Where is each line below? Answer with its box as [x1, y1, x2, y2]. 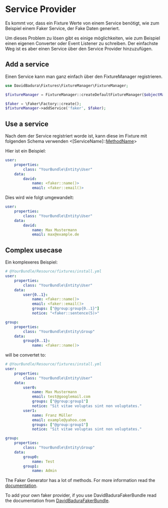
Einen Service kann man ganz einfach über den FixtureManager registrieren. [5, 73, 163, 79]
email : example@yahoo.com [31, 417, 86, 422]
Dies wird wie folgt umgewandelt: [5, 194, 74, 200]
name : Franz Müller [31, 412, 72, 418]
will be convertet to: [5, 352, 46, 358]
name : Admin [31, 468, 57, 473]
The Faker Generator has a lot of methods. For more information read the [5, 477, 155, 483]
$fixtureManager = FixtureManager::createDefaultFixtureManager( [5, 92, 144, 97]
